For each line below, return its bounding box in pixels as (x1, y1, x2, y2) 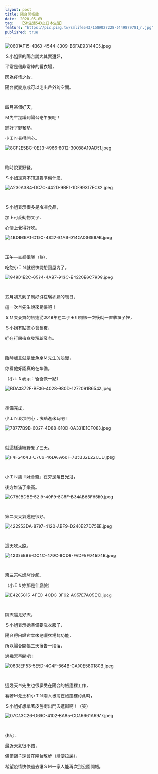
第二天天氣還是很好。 (5, 514, 48, 519)
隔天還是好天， (5, 612, 35, 617)
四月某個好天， (5, 104, 35, 110)
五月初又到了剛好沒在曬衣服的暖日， (5, 294, 78, 299)
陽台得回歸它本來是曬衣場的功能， (5, 633, 74, 638)
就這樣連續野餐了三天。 (5, 445, 52, 450)
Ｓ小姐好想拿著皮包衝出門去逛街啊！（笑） (5, 703, 91, 709)
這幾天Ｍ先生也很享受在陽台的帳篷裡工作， (5, 682, 91, 688)
